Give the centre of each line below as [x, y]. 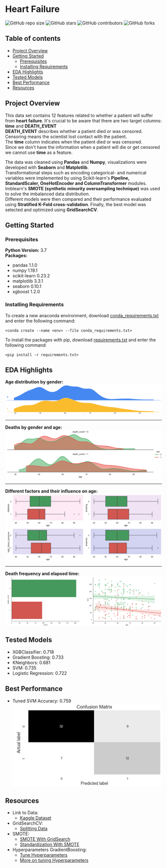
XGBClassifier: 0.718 [33, 652]
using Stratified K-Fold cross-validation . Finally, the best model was [76, 204]
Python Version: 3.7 [26, 250]
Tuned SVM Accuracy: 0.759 [42, 701]
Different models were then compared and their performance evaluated [78, 199]
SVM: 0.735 [24, 668]
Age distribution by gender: [34, 382]
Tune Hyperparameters [44, 855]
